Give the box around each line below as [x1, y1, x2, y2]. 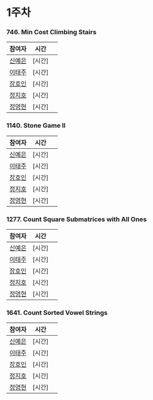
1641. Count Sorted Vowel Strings [6, 309, 108, 317]
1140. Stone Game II [6, 121, 66, 130]
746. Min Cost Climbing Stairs [6, 28, 97, 37]
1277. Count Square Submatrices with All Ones [6, 215, 147, 224]
